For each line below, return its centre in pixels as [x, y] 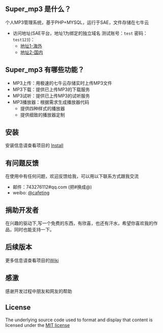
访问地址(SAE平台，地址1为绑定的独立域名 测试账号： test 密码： [80, 33]
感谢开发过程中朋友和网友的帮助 [39, 291]
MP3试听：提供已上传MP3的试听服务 [51, 96]
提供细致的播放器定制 [42, 115]
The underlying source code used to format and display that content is [79, 320]
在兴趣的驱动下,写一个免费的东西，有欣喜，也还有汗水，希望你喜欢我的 [79, 223]
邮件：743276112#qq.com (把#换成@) [52, 187]
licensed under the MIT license [38, 325]
